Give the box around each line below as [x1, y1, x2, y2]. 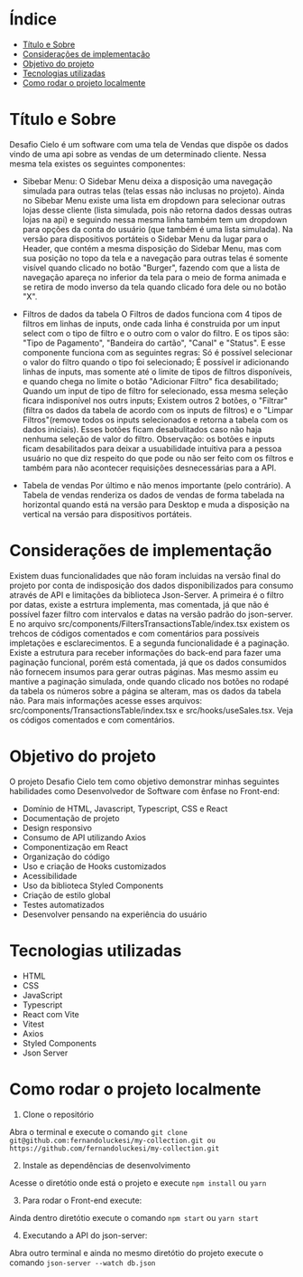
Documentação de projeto [22, 812, 120, 823]
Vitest [22, 1018, 45, 1029]
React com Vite [22, 1008, 79, 1019]
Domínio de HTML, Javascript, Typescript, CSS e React [22, 803, 228, 814]
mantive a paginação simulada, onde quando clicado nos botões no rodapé [9, 676, 289, 686]
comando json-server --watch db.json [9, 1257, 156, 1268]
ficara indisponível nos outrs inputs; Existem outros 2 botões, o [22, 394, 257, 406]
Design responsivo [22, 822, 93, 833]
